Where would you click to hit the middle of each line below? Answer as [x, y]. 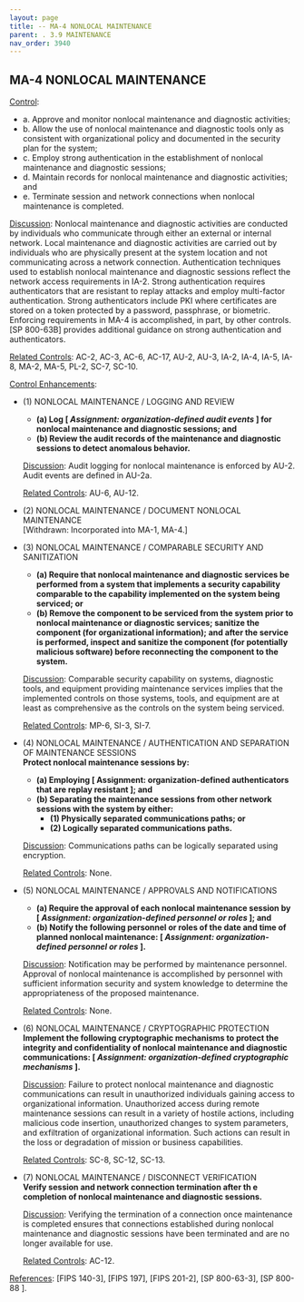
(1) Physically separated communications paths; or [147, 818]
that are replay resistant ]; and [94, 789]
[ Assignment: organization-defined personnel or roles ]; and [154, 918]
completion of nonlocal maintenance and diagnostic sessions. [142, 1197]
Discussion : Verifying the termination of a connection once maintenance [157, 1214]
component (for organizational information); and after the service [162, 632]
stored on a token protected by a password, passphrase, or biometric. [140, 310]
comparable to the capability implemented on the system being [158, 594]
